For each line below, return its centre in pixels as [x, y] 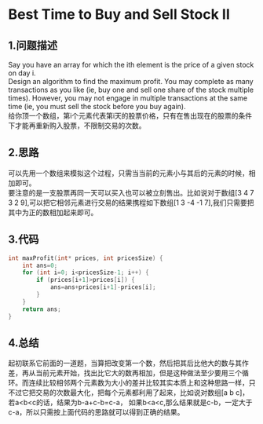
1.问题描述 [33, 45]
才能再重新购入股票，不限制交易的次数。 [80, 126]
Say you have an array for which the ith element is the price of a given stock [131, 65]
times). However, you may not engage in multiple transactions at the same [128, 98]
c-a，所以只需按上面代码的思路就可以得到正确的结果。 [96, 412]
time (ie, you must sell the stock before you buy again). [97, 106]
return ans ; [42, 309]
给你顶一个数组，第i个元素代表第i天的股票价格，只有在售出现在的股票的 [123, 116]
